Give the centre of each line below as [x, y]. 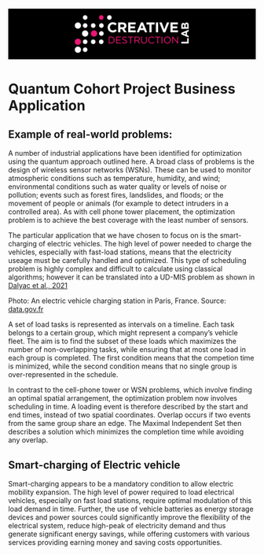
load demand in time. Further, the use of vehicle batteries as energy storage [131, 509]
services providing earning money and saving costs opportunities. [115, 542]
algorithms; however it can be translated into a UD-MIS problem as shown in [132, 277]
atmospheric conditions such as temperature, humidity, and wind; [114, 179]
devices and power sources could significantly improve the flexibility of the [130, 517]
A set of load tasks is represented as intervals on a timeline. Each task [121, 324]
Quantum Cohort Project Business [122, 89]
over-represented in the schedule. [63, 375]
